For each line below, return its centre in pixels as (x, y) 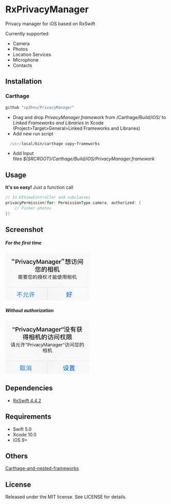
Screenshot (24, 230)
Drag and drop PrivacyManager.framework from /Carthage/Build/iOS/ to (89, 117)
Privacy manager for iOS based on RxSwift (50, 24)
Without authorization (30, 310)
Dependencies (29, 388)
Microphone (25, 60)
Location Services (32, 54)
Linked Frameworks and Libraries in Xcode (58, 123)
